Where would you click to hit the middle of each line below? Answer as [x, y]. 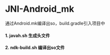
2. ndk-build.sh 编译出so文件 [35, 48]
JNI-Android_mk [40, 9]
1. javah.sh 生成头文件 [28, 35]
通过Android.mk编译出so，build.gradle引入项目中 [55, 23]
